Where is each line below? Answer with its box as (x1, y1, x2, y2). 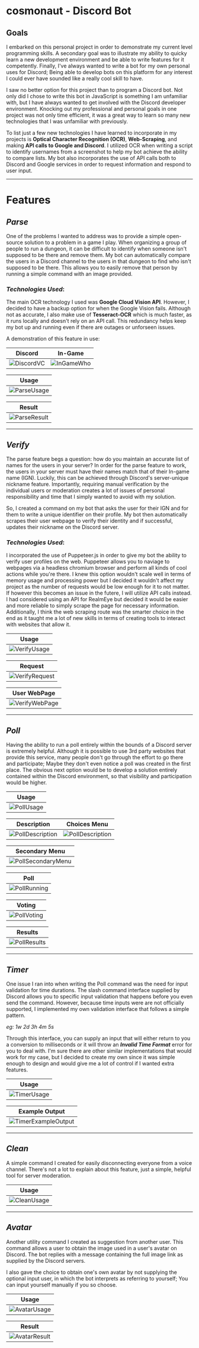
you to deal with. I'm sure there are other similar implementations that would (6, 1047, 192, 1055)
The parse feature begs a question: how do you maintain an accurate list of (6, 455, 190, 463)
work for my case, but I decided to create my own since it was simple (6, 1054, 175, 1061)
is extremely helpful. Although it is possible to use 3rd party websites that (6, 747, 185, 755)
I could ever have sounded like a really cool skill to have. (6, 75, 144, 82)
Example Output (18, 1108, 65, 1116)
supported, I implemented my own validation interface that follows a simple (6, 1006, 190, 1013)
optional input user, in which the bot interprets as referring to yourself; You (6, 1275, 188, 1282)
